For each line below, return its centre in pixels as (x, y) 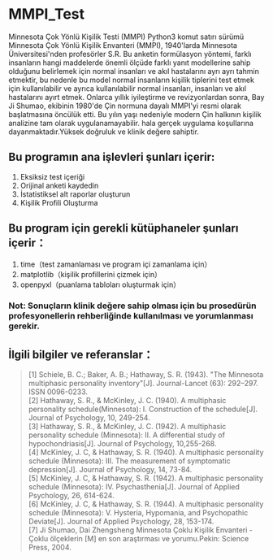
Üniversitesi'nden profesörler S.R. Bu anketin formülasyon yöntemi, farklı (130, 54)
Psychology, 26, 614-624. (71, 496)
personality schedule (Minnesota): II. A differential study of (127, 435)
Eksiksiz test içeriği (52, 176)
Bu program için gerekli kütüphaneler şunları (123, 228)
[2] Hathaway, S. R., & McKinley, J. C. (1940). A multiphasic (127, 401)
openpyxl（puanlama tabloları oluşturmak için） (100, 284)
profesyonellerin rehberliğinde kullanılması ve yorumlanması (131, 316)
